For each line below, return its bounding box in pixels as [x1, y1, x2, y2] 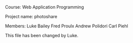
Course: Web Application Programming [5, 4, 84, 10]
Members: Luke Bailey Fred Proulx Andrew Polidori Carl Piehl [5, 23, 129, 29]
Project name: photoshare [5, 14, 57, 19]
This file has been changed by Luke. [5, 33, 79, 38]
